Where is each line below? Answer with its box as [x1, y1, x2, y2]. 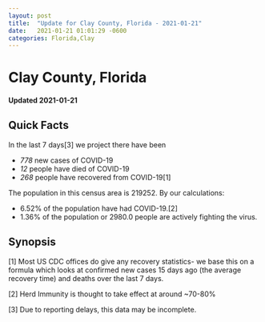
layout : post [8, 11, 52, 20]
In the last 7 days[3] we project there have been [8, 139, 167, 149]
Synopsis [8, 235, 56, 249]
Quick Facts [8, 119, 70, 132]
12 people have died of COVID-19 [19, 163, 130, 173]
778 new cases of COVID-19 [19, 155, 114, 165]
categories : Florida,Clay [8, 34, 94, 42]
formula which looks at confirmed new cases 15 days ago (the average [8, 265, 242, 275]
